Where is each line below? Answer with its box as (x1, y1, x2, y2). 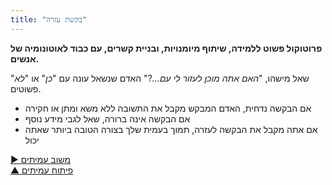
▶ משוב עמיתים (10, 153, 72, 165)
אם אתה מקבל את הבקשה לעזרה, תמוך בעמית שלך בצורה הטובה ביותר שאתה (24, 123, 318, 135)
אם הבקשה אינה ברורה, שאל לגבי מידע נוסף (24, 112, 191, 125)
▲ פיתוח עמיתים (10, 164, 74, 176)
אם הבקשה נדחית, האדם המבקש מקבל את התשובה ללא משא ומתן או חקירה (24, 102, 312, 114)
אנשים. (10, 52, 40, 65)
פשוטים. (10, 82, 42, 95)
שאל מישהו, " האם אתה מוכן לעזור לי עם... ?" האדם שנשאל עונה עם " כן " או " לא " (10, 72, 310, 84)
